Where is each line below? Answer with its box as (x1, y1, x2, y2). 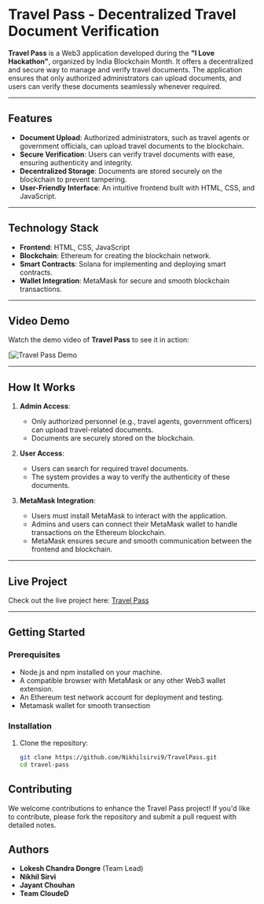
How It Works (8, 380, 76, 394)
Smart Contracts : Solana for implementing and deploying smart (19, 259, 226, 268)
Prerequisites (8, 649, 60, 660)
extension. (19, 684, 53, 693)
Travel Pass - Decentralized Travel (8, 6, 236, 24)
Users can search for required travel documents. (31, 464, 189, 474)
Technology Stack (8, 222, 99, 235)
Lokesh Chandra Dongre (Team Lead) (19, 864, 144, 873)
